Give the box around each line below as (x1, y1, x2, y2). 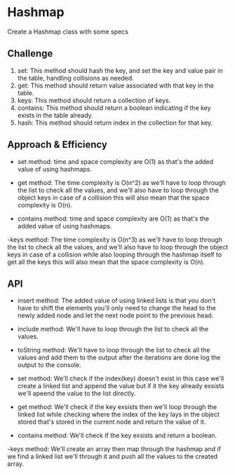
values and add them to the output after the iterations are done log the (17, 353, 221, 362)
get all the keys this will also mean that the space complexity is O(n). (7, 257, 206, 266)
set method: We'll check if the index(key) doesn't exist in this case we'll (17, 374, 224, 383)
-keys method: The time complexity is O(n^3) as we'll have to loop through (7, 235, 222, 244)
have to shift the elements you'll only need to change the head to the (17, 304, 216, 312)
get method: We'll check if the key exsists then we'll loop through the (17, 403, 217, 411)
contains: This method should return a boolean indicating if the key (17, 103, 212, 112)
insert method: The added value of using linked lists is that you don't (17, 296, 216, 305)
